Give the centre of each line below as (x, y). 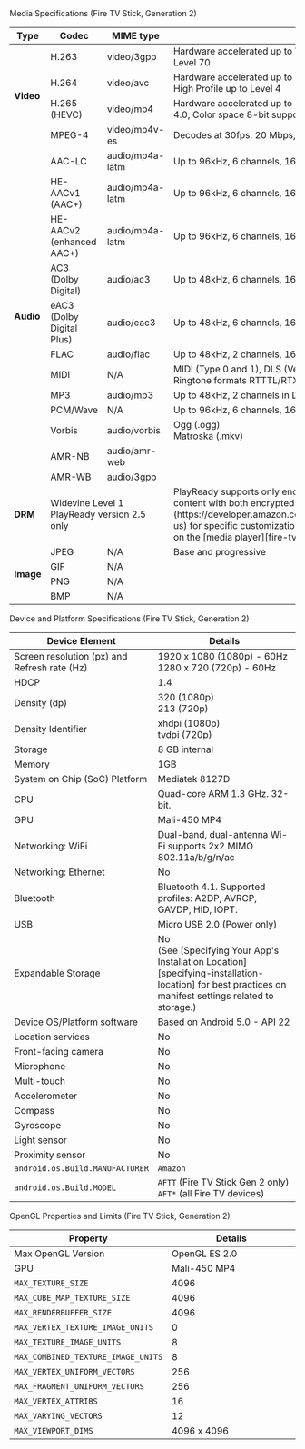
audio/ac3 (128, 279)
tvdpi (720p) (185, 734)
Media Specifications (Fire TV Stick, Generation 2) (103, 13)
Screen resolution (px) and (71, 656)
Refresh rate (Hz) (51, 668)
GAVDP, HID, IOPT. (197, 909)
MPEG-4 (69, 135)
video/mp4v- (136, 129)
